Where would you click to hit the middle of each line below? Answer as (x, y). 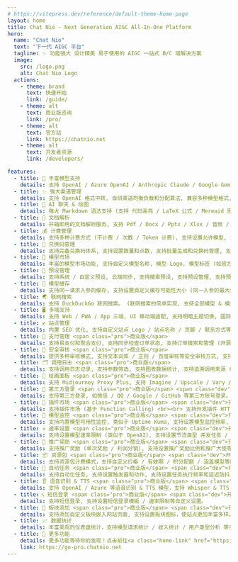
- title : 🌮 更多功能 (42, 534)
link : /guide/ (47, 100)
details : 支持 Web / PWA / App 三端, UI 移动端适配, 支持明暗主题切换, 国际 (126, 317)
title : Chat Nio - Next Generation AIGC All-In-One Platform (100, 27)
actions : (27, 80)
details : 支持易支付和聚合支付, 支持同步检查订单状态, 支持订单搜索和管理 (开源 (126, 343)
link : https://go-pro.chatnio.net (71, 547)
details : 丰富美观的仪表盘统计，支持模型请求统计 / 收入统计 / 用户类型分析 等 (124, 528)
